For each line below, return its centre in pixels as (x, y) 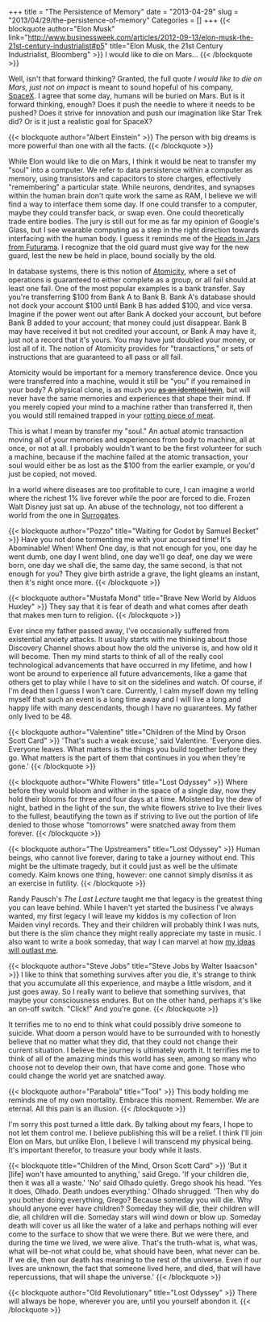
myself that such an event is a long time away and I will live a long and (125, 699)
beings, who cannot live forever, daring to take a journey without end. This (132, 857)
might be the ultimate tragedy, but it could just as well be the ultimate (123, 866)
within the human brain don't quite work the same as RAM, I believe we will (133, 196)
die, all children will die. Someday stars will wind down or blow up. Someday (135, 1217)
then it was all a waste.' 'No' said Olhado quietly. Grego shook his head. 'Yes (135, 1182)
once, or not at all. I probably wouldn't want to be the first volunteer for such (135, 448)
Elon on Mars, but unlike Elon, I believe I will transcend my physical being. (131, 1141)
